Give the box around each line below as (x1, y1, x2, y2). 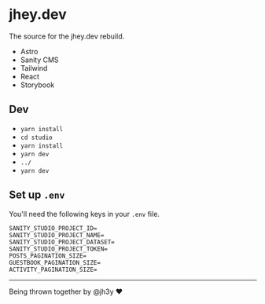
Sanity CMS (20, 55, 59, 64)
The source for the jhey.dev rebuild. (9, 31, 125, 41)
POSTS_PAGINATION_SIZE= (9, 251, 87, 260)
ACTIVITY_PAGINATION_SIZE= (9, 266, 98, 273)
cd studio (20, 134, 53, 141)
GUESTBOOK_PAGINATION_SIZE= (9, 258, 101, 266)
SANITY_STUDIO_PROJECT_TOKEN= (9, 245, 109, 253)
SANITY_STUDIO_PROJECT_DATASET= (9, 238, 115, 246)
